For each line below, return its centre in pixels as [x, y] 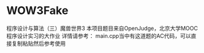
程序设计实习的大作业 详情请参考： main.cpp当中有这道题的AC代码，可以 [99, 36]
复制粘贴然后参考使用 [38, 43]
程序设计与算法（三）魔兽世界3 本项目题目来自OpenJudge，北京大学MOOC [102, 28]
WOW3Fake [37, 11]
